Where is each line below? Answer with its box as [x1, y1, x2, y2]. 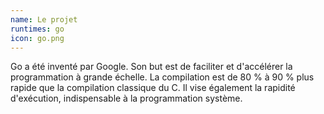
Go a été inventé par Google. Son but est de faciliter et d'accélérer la [10, 61, 293, 73]
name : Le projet [10, 14, 78, 25]
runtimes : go [10, 24, 65, 34]
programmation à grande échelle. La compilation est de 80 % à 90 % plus [10, 71, 315, 83]
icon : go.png [10, 33, 65, 43]
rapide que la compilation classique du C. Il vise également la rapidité [10, 82, 296, 94]
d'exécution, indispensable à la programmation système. [10, 92, 243, 105]
